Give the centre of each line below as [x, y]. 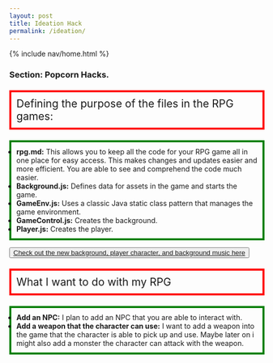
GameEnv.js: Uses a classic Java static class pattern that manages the [135, 204]
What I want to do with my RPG [94, 283]
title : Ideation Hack [46, 23]
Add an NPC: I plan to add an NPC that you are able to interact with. [129, 318]
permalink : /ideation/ [47, 31]
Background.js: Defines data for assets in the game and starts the [127, 186]
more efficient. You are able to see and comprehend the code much [129, 169]
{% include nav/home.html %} [59, 54]
